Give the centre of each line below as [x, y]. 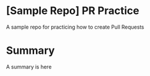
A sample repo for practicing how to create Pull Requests [75, 27]
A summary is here [29, 67]
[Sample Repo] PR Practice [73, 11]
